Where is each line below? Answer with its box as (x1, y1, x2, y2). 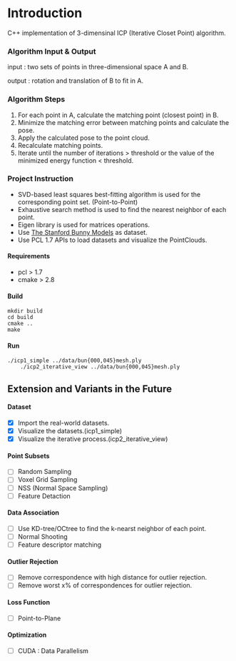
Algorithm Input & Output (7, 46, 96, 56)
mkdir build (7, 308, 43, 315)
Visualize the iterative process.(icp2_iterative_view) (17, 435, 168, 443)
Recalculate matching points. (17, 141, 103, 149)
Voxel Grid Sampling (17, 475, 78, 484)
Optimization (7, 630, 47, 640)
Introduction (7, 5, 83, 21)
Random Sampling (17, 468, 72, 476)
